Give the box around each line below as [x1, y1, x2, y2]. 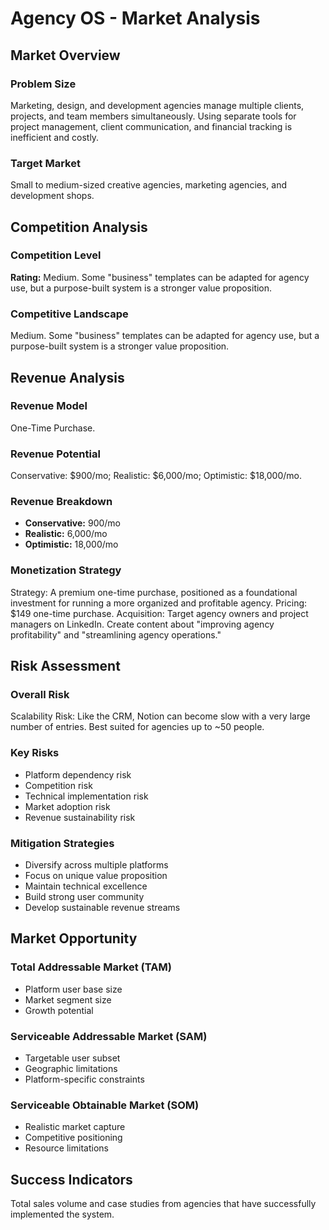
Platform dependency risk [24, 768, 132, 781]
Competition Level [10, 248, 102, 262]
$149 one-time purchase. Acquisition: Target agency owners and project [10, 607, 309, 619]
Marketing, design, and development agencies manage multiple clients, [10, 99, 305, 111]
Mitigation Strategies [10, 836, 115, 850]
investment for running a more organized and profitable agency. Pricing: [10, 597, 308, 609]
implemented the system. [10, 1208, 115, 1221]
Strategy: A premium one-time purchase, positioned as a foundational [10, 586, 298, 598]
